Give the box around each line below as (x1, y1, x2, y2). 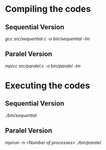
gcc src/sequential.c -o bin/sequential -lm (5, 36, 90, 42)
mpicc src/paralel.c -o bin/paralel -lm (5, 63, 81, 69)
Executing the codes (5, 80, 90, 91)
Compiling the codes (5, 3, 91, 15)
